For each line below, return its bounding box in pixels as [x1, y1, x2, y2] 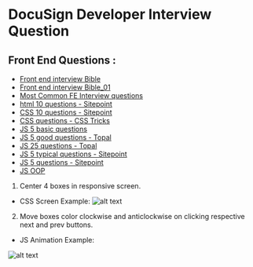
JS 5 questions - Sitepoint [19, 158, 104, 166]
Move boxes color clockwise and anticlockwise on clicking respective [19, 212, 245, 221]
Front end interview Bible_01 [19, 82, 112, 92]
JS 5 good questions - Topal [19, 133, 112, 142]
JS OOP [19, 166, 46, 175]
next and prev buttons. [19, 220, 93, 229]
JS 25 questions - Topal [19, 141, 97, 150]
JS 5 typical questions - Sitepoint [19, 149, 127, 159]
